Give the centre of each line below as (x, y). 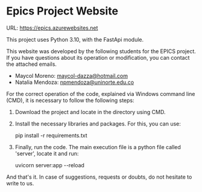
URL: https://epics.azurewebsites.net (52, 28)
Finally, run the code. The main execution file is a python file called (98, 147)
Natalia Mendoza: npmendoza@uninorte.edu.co (74, 82)
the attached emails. (32, 64)
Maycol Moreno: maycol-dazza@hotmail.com (71, 75)
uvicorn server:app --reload (49, 165)
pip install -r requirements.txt (51, 135)
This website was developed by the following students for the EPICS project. (101, 51)
